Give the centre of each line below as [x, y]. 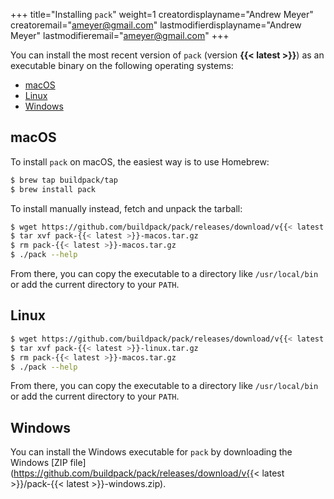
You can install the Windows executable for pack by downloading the [151, 452]
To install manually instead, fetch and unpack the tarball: [126, 208]
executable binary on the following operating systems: [122, 65]
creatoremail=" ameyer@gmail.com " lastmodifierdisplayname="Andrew [156, 25]
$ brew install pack [53, 189]
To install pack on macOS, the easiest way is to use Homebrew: [140, 161]
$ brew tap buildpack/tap [64, 180]
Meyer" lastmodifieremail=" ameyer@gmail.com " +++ [120, 35]
